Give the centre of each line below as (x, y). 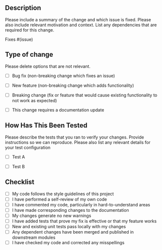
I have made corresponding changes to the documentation (70, 210)
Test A (18, 156)
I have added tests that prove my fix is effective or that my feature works (84, 221)
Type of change (29, 55)
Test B (18, 166)
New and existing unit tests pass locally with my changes (69, 227)
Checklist (20, 182)
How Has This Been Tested (46, 125)
